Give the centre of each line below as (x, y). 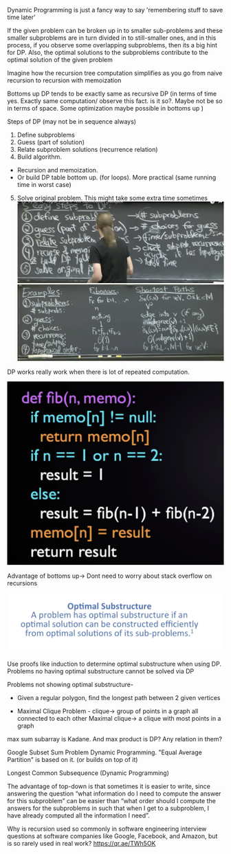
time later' (21, 17)
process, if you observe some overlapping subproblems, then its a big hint (112, 45)
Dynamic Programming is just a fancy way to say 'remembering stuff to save (115, 10)
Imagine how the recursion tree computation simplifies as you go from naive (115, 73)
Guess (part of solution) (51, 142)
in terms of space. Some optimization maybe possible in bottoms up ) (106, 108)
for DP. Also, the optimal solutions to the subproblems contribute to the (108, 52)
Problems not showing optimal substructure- (70, 685)
